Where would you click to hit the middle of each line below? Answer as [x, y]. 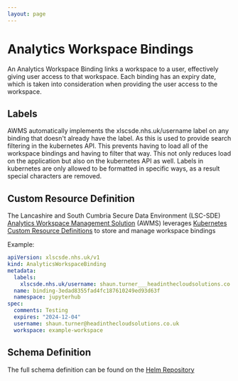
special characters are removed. [55, 176]
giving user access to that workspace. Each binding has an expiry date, [112, 76]
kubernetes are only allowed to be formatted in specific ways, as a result [114, 168]
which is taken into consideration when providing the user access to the [113, 84]
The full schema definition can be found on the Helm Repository [101, 370]
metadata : [22, 271]
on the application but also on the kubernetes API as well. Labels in [106, 161]
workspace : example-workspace [58, 330]
